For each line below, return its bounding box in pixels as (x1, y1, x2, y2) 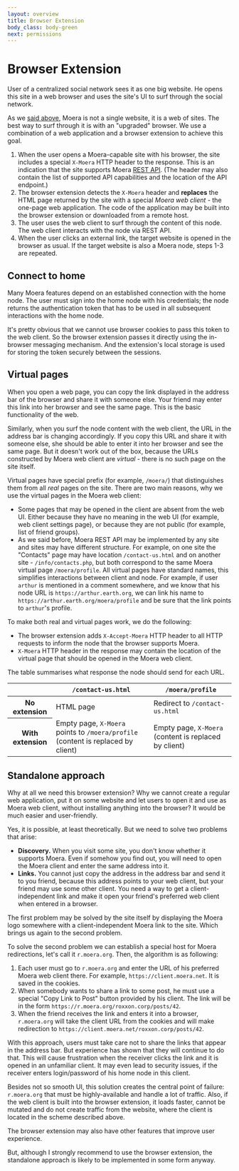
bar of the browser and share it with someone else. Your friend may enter (7, 395, 223, 403)
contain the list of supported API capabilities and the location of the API (17, 173, 228, 182)
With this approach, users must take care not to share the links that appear (7, 1038, 226, 1047)
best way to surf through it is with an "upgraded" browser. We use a (7, 121, 207, 130)
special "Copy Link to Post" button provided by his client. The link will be (17, 994, 231, 1003)
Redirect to (153, 698, 191, 708)
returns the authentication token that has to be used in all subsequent (7, 304, 211, 312)
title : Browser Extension (7, 17, 84, 24)
